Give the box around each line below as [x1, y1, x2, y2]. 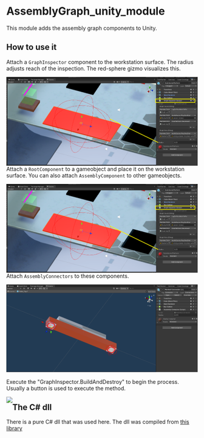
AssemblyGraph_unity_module [6, 4, 165, 18]
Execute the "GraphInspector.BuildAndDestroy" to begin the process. [6, 378, 179, 385]
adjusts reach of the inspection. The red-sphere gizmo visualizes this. [6, 65, 181, 72]
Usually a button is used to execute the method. [6, 384, 126, 392]
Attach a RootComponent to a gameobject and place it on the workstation [6, 165, 185, 172]
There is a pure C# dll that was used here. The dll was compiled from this [6, 419, 189, 426]
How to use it [6, 42, 57, 52]
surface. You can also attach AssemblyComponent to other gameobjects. [6, 172, 182, 179]
